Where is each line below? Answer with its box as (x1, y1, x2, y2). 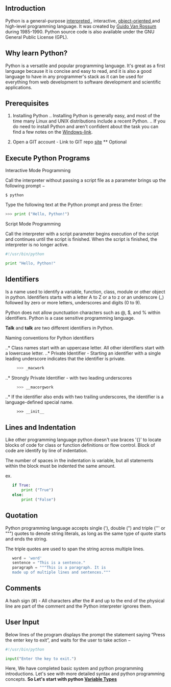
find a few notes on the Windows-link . (12, 129, 93, 135)
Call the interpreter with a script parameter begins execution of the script (5, 231, 159, 237)
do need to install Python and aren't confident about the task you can (12, 123, 159, 130)
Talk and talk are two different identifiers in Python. (5, 325, 114, 331)
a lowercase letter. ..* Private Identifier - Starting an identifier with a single (5, 350, 161, 356)
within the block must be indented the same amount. (5, 463, 116, 469)
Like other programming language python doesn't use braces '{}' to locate (5, 436, 162, 443)
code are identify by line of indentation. (5, 448, 88, 454)
